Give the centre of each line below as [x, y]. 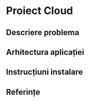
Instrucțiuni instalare [44, 72]
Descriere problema [43, 32]
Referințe [23, 92]
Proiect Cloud [40, 11]
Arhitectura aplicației [45, 52]
